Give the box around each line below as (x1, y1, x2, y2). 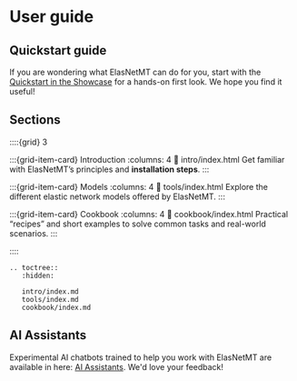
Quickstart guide (9, 43, 107, 58)
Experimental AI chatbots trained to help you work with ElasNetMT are (9, 352, 272, 363)
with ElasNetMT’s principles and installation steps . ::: (9, 164, 210, 175)
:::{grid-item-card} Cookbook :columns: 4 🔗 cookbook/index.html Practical (9, 208, 289, 219)
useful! (9, 86, 35, 96)
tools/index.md (21, 295, 79, 304)
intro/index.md (21, 286, 79, 296)
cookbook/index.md (21, 303, 92, 312)
